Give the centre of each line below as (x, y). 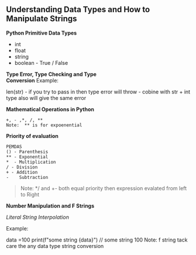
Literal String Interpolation (37, 217)
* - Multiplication (31, 162)
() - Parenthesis (27, 151)
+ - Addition (22, 172)
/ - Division (22, 167)
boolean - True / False (41, 63)
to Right (30, 194)
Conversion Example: (32, 80)
